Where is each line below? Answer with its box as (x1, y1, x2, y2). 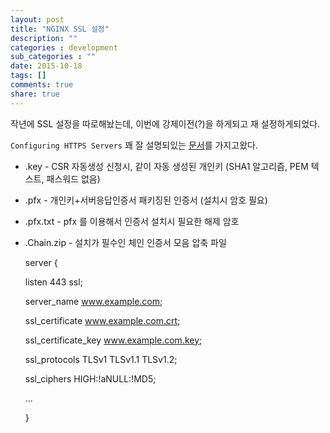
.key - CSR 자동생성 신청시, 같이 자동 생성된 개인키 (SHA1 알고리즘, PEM (24, 160, 309, 172)
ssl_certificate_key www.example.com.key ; (24, 334, 203, 346)
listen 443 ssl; (24, 276, 83, 288)
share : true (10, 89, 60, 99)
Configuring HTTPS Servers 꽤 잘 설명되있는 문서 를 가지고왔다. (10, 139, 258, 151)
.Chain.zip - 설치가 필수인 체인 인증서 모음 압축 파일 (24, 236, 227, 248)
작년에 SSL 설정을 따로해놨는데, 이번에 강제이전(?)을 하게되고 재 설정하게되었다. (10, 117, 320, 130)
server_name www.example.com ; (24, 295, 163, 307)
